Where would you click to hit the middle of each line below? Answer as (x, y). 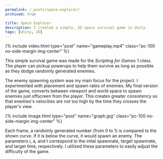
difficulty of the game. (27, 152)
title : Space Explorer (28, 23)
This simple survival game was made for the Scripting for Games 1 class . (78, 61)
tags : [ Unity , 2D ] (24, 32)
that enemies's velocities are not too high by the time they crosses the (76, 101)
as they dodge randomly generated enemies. (50, 71)
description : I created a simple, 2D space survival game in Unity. (76, 27)
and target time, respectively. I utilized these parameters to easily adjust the (81, 146)
